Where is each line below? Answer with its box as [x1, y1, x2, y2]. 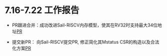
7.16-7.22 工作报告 [4, 4, 79, 16]
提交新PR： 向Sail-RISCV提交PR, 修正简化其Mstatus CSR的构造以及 [11, 38, 151, 45]
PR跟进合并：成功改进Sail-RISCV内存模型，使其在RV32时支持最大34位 [11, 22, 158, 28]
